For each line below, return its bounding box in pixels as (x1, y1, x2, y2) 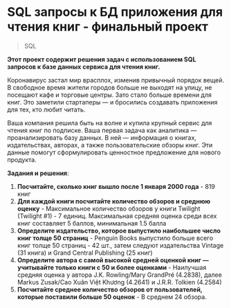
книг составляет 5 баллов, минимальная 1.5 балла (17, 219, 167, 227)
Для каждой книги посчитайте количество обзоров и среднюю (17, 197, 211, 205)
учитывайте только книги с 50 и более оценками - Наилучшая (17, 263, 207, 271)
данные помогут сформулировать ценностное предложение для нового (7, 148, 221, 156)
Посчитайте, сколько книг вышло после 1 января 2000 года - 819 (17, 182, 216, 190)
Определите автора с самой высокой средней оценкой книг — (17, 255, 209, 264)
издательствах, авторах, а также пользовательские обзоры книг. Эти (7, 141, 213, 149)
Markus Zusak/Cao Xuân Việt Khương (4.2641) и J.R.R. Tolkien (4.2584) (17, 278, 222, 286)
